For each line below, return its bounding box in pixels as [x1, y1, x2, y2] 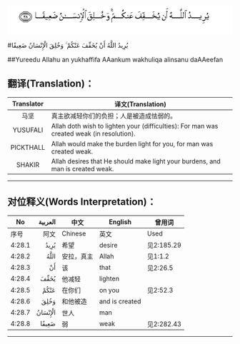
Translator [11, 99, 44, 108]
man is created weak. [51, 164, 114, 173]
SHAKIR [16, 161, 40, 169]
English [109, 218, 132, 226]
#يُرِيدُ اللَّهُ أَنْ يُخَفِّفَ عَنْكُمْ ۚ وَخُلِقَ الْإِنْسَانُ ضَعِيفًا [7, 41, 129, 49]
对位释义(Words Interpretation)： [7, 196, 157, 208]
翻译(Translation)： [7, 77, 95, 89]
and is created [99, 297, 141, 305]
